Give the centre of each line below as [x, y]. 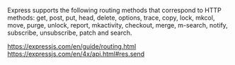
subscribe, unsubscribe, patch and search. [70, 32]
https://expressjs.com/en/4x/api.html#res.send [76, 54]
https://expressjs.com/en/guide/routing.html [72, 46]
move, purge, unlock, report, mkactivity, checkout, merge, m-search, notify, [117, 25]
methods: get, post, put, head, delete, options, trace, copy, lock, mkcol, [111, 18]
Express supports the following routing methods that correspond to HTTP [114, 10]
